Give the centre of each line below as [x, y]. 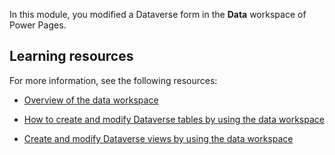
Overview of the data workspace [91, 100]
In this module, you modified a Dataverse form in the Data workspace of [158, 14]
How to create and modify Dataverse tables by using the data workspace [174, 119]
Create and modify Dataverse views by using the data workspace [158, 138]
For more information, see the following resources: [113, 80]
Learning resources [71, 56]
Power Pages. [38, 25]
